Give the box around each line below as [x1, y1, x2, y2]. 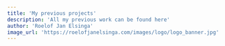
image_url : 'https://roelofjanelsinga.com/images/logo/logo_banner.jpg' [7, 28, 220, 36]
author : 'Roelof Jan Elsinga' [7, 22, 94, 29]
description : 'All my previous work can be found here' [7, 16, 170, 23]
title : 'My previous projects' [7, 9, 97, 17]
